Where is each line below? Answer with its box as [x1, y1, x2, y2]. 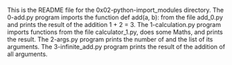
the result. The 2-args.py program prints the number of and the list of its [7, 35, 213, 44]
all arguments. [7, 50, 48, 58]
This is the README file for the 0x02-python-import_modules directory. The [7, 6, 224, 14]
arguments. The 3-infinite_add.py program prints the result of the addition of [7, 43, 226, 50]
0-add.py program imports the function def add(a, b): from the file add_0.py [7, 13, 224, 21]
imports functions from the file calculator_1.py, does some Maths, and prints [7, 28, 224, 36]
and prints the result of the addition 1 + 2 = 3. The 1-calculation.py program [7, 21, 222, 28]
